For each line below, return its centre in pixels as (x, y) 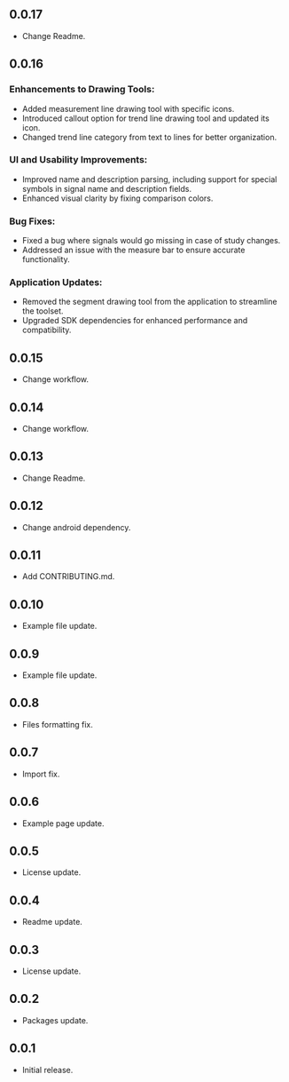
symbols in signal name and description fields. (107, 188)
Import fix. (41, 774)
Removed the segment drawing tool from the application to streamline (149, 302)
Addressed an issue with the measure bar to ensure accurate (133, 250)
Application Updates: (56, 282)
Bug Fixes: (32, 221)
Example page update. (63, 823)
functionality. (46, 259)
